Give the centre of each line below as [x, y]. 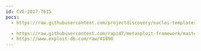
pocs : [12, 17]
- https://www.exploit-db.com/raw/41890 [62, 39]
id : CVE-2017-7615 [28, 12]
